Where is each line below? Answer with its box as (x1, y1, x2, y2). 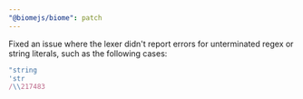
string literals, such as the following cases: (8, 47, 168, 59)
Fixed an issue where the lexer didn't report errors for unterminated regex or (8, 38, 294, 49)
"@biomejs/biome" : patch (8, 13, 103, 23)
